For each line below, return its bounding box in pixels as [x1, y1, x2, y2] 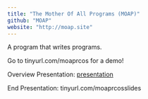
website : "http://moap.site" [7, 23, 93, 30]
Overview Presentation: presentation [7, 70, 114, 78]
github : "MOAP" [7, 17, 52, 24]
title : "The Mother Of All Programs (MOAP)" [7, 10, 140, 18]
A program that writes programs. [7, 43, 102, 52]
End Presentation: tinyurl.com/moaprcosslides [7, 84, 142, 93]
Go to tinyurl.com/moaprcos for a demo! [7, 57, 124, 65]
